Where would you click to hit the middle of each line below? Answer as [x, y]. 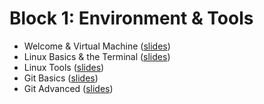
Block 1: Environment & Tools [131, 18]
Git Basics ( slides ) [61, 78]
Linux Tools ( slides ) [64, 67]
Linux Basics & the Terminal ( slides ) [97, 56]
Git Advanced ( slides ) [68, 88]
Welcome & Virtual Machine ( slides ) [97, 46]
